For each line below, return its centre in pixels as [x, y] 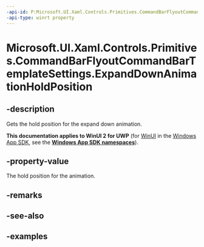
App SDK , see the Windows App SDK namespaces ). [72, 142]
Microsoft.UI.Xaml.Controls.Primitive [102, 48]
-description [30, 109]
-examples [27, 236]
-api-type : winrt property [40, 18]
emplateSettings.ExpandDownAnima [102, 73]
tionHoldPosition [49, 87]
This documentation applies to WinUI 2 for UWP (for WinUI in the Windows [101, 135]
